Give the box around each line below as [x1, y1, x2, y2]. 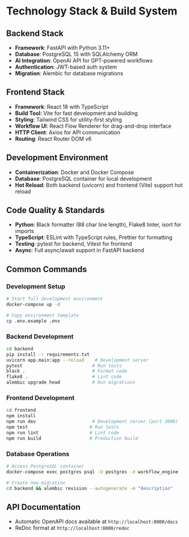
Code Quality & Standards [6, 205, 105, 216]
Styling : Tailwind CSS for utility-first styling [14, 116, 122, 123]
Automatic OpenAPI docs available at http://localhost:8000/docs [14, 518, 178, 525]
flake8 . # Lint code [6, 374, 122, 380]
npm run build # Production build [6, 435, 138, 441]
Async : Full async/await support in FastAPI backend [14, 247, 145, 254]
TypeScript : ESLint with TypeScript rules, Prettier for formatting [14, 234, 173, 241]
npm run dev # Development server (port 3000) [6, 418, 179, 425]
